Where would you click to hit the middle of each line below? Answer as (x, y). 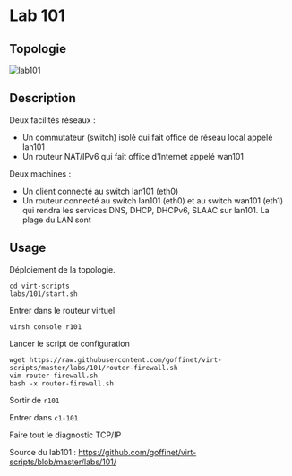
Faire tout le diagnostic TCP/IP (65, 435)
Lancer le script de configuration (69, 343)
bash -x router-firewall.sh (62, 383)
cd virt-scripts (39, 286)
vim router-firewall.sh (54, 376)
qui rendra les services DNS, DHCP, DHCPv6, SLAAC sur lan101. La (146, 210)
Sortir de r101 (34, 400)
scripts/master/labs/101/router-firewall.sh (94, 368)
